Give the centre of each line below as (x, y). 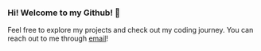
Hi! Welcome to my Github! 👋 (64, 13)
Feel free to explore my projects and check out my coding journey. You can (130, 30)
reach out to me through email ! (58, 38)
